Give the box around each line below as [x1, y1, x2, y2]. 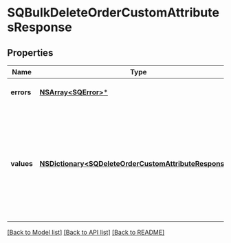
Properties [7, 47, 54, 59]
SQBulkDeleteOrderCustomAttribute [7, 5, 220, 21]
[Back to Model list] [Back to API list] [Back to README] [7, 229, 165, 236]
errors [10, 87, 32, 97]
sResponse [7, 19, 72, 35]
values [10, 159, 33, 168]
